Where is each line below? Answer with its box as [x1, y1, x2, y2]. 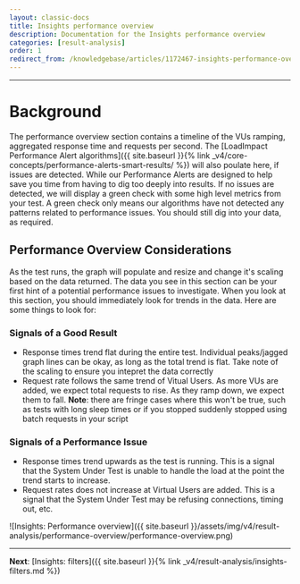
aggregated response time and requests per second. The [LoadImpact [9, 140, 268, 151]
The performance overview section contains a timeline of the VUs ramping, [9, 131, 286, 141]
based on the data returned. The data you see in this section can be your [9, 275, 278, 286]
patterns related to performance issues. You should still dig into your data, [9, 207, 282, 217]
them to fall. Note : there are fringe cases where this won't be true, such [21, 394, 286, 405]
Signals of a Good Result [9, 326, 118, 339]
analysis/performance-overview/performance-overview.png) [9, 530, 234, 541]
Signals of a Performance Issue [9, 436, 148, 448]
